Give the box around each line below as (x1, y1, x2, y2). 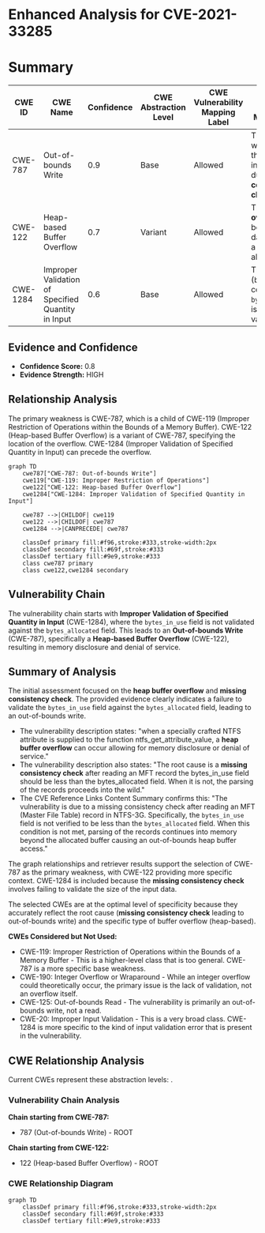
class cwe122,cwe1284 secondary (22, 566, 129, 574)
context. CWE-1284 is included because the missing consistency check (8, 876, 244, 885)
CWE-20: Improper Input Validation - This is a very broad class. (19, 1014, 226, 1024)
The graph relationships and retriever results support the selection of (8, 859, 233, 869)
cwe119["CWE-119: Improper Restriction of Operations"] (22, 476, 211, 484)
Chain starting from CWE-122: (8, 1143, 109, 1152)
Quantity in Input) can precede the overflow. (8, 447, 152, 457)
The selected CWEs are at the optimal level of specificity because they (8, 900, 238, 909)
